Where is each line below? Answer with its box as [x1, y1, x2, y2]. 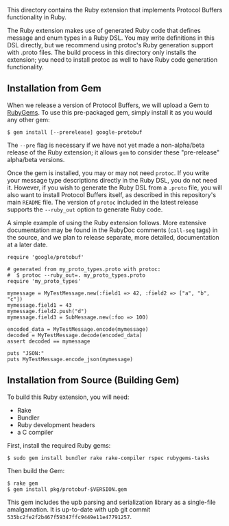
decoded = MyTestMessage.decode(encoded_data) [7, 332, 143, 339]
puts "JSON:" [7, 350, 45, 356]
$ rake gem [7, 480, 38, 487]
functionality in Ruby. [7, 13, 67, 21]
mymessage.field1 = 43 [7, 301, 72, 308]
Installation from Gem [7, 82, 101, 95]
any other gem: [7, 115, 50, 124]
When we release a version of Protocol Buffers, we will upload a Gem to [7, 101, 210, 109]
